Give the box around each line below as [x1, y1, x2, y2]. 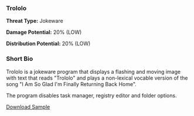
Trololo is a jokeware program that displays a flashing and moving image [6, 68, 181, 75]
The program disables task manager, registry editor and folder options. [6, 92, 177, 99]
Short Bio [6, 54, 33, 63]
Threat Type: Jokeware [6, 18, 63, 25]
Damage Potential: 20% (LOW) [6, 29, 82, 36]
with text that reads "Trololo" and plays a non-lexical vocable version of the [6, 74, 188, 81]
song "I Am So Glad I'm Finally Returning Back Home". [6, 80, 137, 87]
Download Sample [6, 103, 50, 110]
